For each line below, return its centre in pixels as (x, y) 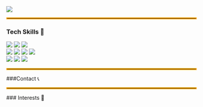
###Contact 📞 (23, 79)
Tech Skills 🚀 (25, 31)
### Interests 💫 (25, 98)
